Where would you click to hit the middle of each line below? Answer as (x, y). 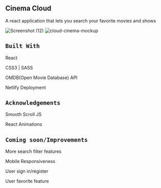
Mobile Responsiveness (30, 161)
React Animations (24, 124)
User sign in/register (27, 171)
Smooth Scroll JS (24, 114)
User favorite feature (27, 181)
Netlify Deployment (26, 87)
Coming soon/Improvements (47, 140)
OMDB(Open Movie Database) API (41, 77)
